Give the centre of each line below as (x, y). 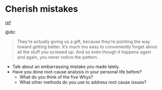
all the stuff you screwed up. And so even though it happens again (84, 52)
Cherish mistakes (42, 9)
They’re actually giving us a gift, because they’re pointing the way (84, 41)
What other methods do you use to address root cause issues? (83, 82)
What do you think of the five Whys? (56, 77)
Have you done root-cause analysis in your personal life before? (77, 71)
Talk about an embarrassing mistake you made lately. (66, 67)
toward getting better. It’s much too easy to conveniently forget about (87, 46)
